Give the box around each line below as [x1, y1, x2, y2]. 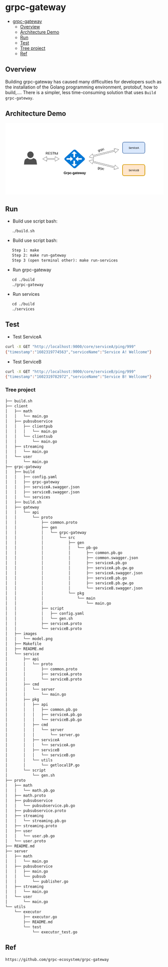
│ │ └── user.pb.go [5, 833, 55, 839]
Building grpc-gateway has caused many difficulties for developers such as [5, 78, 162, 84]
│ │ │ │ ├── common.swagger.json [5, 555, 138, 560]
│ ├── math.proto [5, 793, 46, 798]
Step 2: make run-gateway [12, 252, 66, 258]
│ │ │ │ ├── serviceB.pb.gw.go [5, 581, 134, 586]
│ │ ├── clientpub [5, 424, 53, 429]
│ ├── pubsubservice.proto [5, 808, 66, 813]
